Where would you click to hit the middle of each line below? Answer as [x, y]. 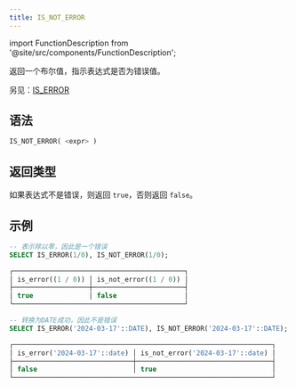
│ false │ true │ [143, 370]
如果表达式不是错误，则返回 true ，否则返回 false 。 [104, 195]
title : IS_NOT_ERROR [48, 17]
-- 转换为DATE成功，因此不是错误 [63, 321]
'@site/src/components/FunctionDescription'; [92, 52]
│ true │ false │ [99, 296]
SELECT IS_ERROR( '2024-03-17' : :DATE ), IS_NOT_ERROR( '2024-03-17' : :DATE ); [149, 328]
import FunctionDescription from [69, 43]
